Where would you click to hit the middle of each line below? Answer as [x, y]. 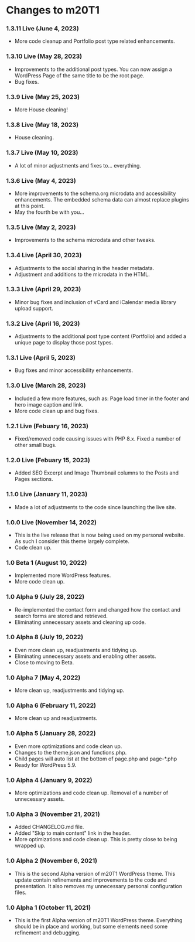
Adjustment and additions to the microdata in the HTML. [82, 274]
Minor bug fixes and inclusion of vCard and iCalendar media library [95, 302]
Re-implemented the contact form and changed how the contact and [97, 609]
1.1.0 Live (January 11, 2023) [47, 494]
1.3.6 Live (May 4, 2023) [41, 180]
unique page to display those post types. [64, 343]
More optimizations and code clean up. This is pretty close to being [96, 839]
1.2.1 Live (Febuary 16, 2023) [47, 426]
